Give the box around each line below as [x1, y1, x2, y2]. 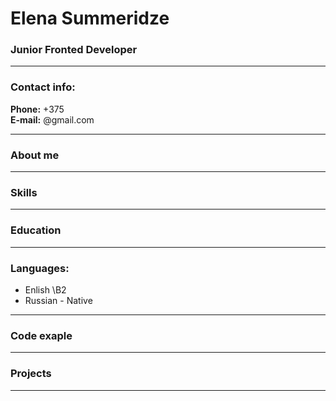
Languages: [10, 261, 70, 275]
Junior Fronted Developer [10, 43, 138, 57]
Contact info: [10, 80, 76, 94]
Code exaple [10, 328, 73, 342]
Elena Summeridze [10, 7, 170, 30]
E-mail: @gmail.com [10, 113, 95, 126]
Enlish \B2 [24, 283, 67, 296]
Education [10, 223, 62, 237]
